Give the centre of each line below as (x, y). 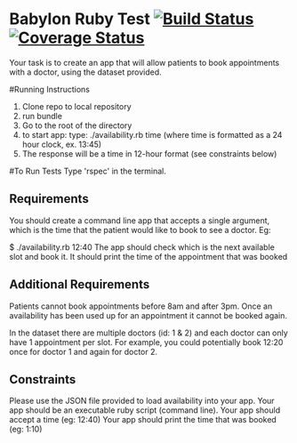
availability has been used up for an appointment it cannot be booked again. (148, 315)
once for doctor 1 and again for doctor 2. (84, 351)
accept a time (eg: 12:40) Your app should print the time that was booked (143, 420)
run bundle (42, 116)
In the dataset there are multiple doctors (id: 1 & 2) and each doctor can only (149, 333)
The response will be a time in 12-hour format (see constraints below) (149, 153)
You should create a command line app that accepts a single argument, (140, 220)
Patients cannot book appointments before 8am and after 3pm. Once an (141, 306)
